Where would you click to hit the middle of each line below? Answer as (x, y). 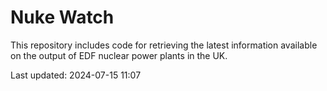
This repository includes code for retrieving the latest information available (164, 45)
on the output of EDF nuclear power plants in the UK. (119, 55)
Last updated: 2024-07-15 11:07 (76, 75)
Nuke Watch (62, 17)
